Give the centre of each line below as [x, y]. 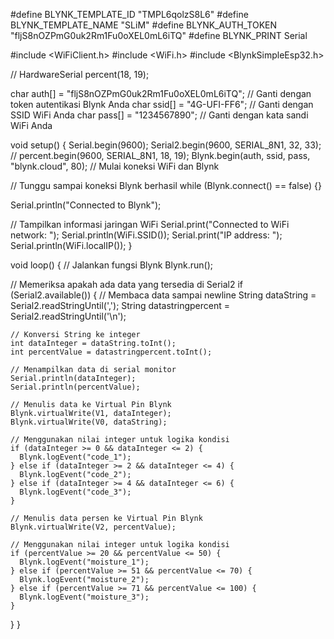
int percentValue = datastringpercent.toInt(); [111, 352]
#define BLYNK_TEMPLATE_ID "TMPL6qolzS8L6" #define [129, 14]
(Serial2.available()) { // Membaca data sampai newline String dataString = [163, 295]
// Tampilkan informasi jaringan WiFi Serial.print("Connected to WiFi [150, 224]
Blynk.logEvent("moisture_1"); [84, 562]
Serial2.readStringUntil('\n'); [68, 316]
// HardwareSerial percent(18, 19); [80, 74]
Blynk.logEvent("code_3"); [75, 492]
